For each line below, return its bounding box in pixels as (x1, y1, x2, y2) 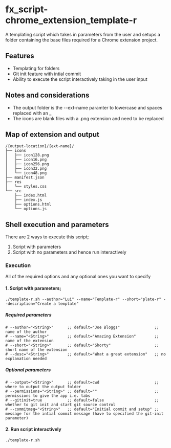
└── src (5, 188, 22, 194)
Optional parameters (5, 367, 51, 373)
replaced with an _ (12, 110, 52, 116)
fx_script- (5, 4, 48, 15)
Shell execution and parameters (5, 220, 109, 229)
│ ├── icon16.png (5, 157, 47, 162)
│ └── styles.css (5, 184, 47, 189)
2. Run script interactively (5, 426, 61, 433)
